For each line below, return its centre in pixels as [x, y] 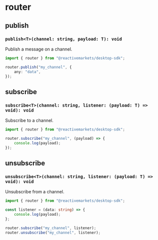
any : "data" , [27, 72]
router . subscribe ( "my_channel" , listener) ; [51, 228]
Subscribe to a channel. [29, 120]
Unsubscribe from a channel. [35, 192]
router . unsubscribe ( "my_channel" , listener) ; [53, 233]
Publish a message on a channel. [39, 49]
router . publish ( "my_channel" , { [38, 67]
